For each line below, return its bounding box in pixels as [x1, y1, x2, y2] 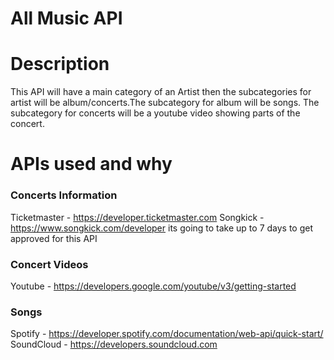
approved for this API [10, 232, 98, 244]
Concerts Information [10, 188, 118, 202]
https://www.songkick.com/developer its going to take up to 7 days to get [10, 222, 314, 234]
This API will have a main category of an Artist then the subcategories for [10, 86, 312, 98]
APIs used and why [10, 153, 173, 176]
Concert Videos [10, 257, 89, 271]
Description [10, 53, 110, 76]
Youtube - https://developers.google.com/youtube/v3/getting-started [10, 280, 297, 292]
